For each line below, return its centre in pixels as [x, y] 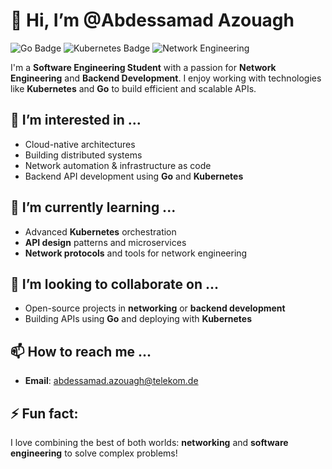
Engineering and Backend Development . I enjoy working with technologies [166, 78]
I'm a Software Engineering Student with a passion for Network [143, 67]
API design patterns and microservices [105, 242]
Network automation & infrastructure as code [118, 165]
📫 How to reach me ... [81, 351]
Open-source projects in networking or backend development [155, 308]
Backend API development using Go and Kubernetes [134, 176]
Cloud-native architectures [80, 144]
